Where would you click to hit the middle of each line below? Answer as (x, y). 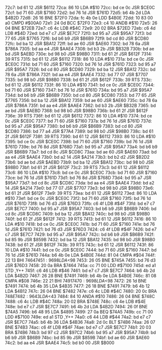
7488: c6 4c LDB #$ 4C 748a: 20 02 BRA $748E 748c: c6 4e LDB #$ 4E (75, 301)
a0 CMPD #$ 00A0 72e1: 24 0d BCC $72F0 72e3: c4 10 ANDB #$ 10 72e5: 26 (81, 23)
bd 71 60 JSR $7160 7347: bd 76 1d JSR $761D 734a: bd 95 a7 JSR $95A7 (79, 90)
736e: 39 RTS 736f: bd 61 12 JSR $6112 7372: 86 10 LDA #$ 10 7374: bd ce (79, 116)
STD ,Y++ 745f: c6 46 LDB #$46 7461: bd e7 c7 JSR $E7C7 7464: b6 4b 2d (80, 270)
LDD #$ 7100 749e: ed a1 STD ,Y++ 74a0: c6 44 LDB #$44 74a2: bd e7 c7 (78, 317)
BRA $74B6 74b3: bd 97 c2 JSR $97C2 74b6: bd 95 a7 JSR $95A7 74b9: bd (81, 332)
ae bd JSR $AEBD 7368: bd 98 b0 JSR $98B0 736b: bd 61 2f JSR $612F (77, 111)
